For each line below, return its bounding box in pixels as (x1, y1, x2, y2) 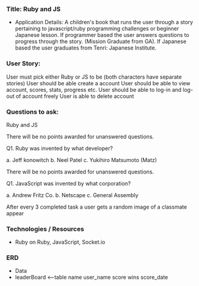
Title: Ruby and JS (6, 5, 61, 13)
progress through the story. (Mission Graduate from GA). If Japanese (14, 38, 187, 45)
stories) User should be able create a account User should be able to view (6, 79, 191, 86)
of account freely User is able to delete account (16, 93, 134, 100)
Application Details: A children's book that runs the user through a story (14, 19, 194, 26)
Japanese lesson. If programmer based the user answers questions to (14, 31, 189, 39)
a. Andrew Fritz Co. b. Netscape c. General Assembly (6, 191, 139, 198)
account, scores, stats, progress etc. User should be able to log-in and (6, 86, 182, 93)
